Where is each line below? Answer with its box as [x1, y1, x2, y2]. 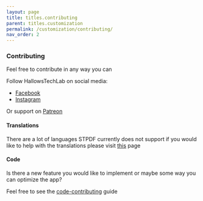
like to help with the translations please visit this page [6, 142, 141, 149]
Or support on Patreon [6, 108, 63, 115]
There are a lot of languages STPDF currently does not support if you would [6, 135, 197, 142]
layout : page [6, 9, 40, 15]
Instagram [15, 96, 41, 103]
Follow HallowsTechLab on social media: [6, 78, 108, 85]
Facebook [15, 89, 41, 97]
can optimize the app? [6, 175, 62, 183]
